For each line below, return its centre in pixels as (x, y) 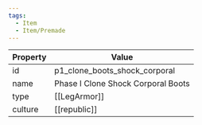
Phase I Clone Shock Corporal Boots (122, 84)
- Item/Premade (41, 30)
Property (29, 57)
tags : (17, 16)
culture (25, 110)
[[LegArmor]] (80, 96)
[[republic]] (76, 110)
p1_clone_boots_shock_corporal (115, 71)
